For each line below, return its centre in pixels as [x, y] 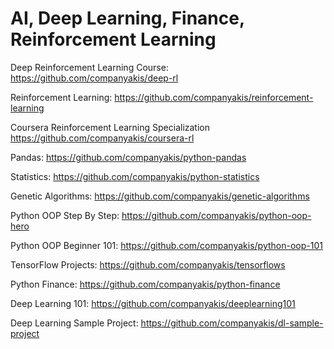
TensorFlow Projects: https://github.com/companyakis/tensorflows [148, 264]
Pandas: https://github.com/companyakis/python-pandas [128, 157]
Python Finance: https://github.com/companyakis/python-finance [145, 284]
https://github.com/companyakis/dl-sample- [232, 323]
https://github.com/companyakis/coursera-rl [102, 138]
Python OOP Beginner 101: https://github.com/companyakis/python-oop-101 [166, 245]
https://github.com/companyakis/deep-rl [94, 78]
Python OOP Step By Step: [65, 215]
